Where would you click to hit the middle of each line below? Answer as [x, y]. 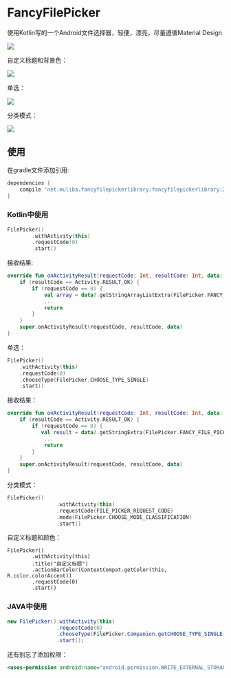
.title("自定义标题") [60, 564]
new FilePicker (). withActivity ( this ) [61, 621]
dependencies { [29, 183]
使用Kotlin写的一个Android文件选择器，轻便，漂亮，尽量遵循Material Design [114, 32]
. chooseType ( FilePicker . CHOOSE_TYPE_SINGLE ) [84, 380]
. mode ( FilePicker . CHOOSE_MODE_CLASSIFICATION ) [124, 517]
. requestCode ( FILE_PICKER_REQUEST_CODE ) [115, 511]
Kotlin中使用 [28, 215]
